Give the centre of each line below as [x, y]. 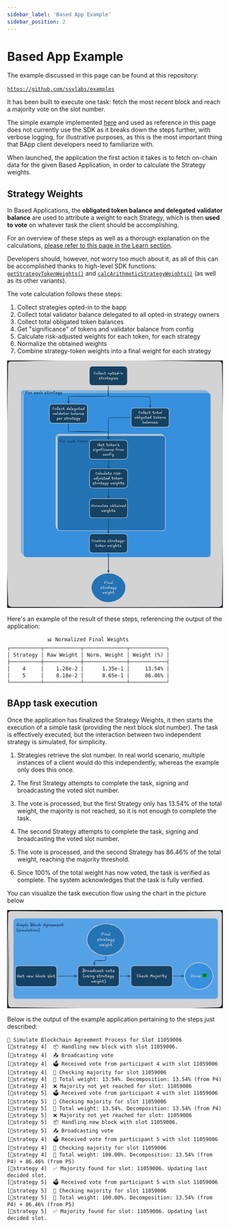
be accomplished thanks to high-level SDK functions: [82, 266]
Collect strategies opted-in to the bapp [72, 307]
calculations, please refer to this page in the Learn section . [90, 246]
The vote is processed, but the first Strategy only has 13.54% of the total [119, 803]
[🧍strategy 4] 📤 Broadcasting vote [61, 1055]
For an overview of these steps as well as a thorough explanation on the [108, 238]
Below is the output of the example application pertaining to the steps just [111, 1019]
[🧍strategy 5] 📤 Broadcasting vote [61, 1131]
